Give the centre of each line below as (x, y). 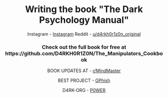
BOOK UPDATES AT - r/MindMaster (84, 71)
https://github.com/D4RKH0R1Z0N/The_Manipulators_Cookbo (84, 53)
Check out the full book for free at (84, 47)
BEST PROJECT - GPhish (84, 81)
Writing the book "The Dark (84, 9)
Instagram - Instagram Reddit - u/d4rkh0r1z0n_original (84, 34)
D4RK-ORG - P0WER (84, 90)
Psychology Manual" (84, 20)
